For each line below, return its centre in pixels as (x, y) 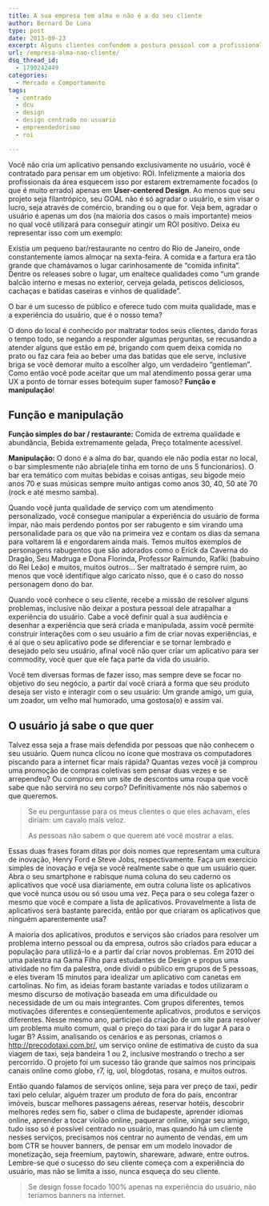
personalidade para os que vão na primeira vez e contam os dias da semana (134, 533)
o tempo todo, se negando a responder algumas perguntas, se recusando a (133, 339)
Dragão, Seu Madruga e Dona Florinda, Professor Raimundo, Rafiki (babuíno (134, 559)
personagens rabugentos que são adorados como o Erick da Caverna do (128, 550)
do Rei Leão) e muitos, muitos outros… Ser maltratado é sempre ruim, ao (128, 567)
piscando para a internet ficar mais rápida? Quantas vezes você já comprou (133, 762)
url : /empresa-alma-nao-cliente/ (64, 53)
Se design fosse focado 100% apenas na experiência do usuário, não (142, 1187)
